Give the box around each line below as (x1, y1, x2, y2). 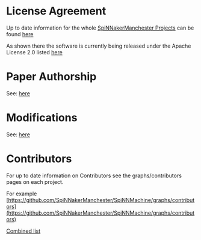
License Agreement (6, 4, 107, 18)
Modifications (6, 111, 78, 125)
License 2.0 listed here (6, 48, 63, 55)
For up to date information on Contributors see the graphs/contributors (6, 172, 182, 179)
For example (6, 190, 37, 197)
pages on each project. (6, 178, 64, 185)
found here (6, 30, 34, 37)
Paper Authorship (6, 70, 97, 84)
